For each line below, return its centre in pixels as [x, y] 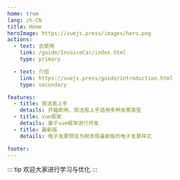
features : [22, 97]
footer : [18, 149]
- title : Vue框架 [38, 117]
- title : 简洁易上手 [41, 104]
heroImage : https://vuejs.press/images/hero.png [79, 33]
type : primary [40, 59]
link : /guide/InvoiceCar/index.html [73, 53]
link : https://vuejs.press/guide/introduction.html [96, 78]
